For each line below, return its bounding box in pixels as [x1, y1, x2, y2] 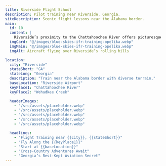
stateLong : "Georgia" [9, 71, 54, 77]
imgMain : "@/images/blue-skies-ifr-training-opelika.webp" [9, 44, 134, 49]
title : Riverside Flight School [5, 7, 72, 12]
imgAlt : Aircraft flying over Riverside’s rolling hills [9, 48, 129, 53]
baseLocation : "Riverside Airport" [9, 81, 83, 85]
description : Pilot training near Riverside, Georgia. [5, 12, 121, 17]
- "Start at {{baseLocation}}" [14, 144, 79, 149]
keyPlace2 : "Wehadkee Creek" [9, 89, 70, 94]
